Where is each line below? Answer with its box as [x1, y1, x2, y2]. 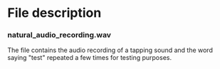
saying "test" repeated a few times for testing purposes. [7, 54, 172, 62]
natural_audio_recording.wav [7, 30, 112, 40]
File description [7, 5, 102, 21]
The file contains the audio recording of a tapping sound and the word [7, 46, 214, 54]
